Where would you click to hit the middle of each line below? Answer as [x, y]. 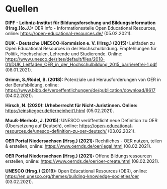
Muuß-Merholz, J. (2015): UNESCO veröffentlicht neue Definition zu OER [81, 120]
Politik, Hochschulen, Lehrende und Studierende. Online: [64, 54]
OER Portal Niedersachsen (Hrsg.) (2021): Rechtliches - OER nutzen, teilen [83, 141]
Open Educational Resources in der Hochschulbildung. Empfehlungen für [81, 48]
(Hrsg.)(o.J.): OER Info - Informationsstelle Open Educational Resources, [81, 28]
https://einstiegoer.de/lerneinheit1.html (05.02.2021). [60, 111]
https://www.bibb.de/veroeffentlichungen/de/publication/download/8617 [80, 90]
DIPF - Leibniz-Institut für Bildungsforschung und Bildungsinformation [80, 23]
